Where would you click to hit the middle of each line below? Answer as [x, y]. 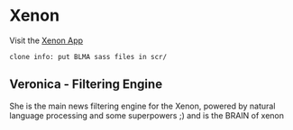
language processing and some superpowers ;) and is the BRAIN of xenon [147, 115]
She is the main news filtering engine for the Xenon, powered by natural [142, 106]
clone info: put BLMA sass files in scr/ [88, 56]
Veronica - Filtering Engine [86, 85]
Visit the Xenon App [46, 40]
